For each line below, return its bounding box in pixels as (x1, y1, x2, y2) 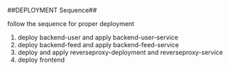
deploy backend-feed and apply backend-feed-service (17, 41, 180, 49)
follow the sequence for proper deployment (7, 20, 135, 27)
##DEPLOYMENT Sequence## (7, 6, 97, 14)
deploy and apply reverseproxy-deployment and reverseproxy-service (17, 49, 224, 56)
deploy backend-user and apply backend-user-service (17, 33, 179, 41)
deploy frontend (17, 56, 65, 64)
